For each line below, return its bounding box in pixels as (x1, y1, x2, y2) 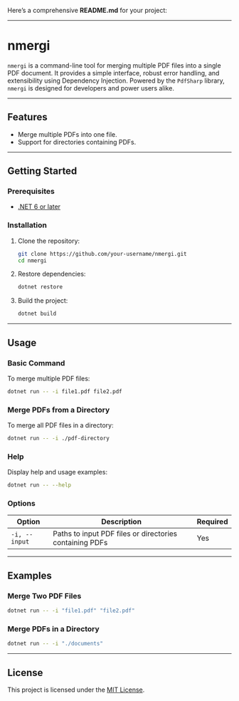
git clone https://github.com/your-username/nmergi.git (17, 250, 187, 257)
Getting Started (7, 165, 78, 177)
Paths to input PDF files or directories (53, 529, 178, 539)
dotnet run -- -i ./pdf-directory (7, 435, 110, 442)
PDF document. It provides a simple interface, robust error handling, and (7, 68, 220, 77)
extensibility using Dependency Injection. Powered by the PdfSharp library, (7, 76, 225, 85)
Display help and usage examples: (7, 468, 108, 477)
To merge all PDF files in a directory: (7, 421, 114, 430)
